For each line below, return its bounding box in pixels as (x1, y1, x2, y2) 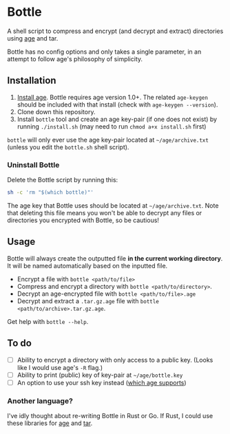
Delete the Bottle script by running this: (7, 176, 118, 184)
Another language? (7, 396, 74, 406)
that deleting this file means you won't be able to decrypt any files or (7, 208, 202, 217)
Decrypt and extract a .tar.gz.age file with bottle (17, 296, 160, 305)
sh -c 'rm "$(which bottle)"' (7, 189, 94, 196)
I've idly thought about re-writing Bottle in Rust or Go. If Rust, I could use (7, 412, 213, 420)
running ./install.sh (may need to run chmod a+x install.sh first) (17, 122, 207, 131)
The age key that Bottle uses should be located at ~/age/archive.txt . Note (7, 201, 219, 210)
